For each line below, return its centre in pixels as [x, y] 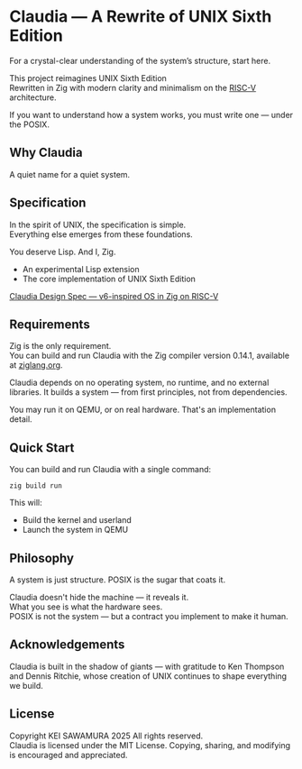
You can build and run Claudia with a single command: [110, 470]
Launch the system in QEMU [75, 530]
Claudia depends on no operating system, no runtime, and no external [139, 383]
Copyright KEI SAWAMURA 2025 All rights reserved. [106, 736]
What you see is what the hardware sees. [86, 607]
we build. [26, 685]
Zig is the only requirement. [60, 346]
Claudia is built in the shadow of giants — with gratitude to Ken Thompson [147, 666]
